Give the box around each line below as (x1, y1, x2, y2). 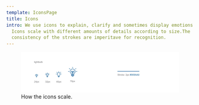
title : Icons (6, 15, 39, 22)
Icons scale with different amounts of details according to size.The (11, 28, 191, 34)
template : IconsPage (6, 9, 58, 15)
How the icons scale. (21, 93, 73, 100)
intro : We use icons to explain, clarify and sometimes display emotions (6, 22, 194, 28)
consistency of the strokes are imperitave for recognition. (11, 34, 167, 41)
